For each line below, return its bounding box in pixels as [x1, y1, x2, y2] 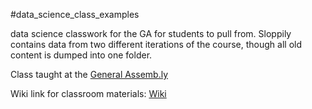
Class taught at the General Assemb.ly [10, 69, 169, 80]
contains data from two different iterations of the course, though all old [10, 39, 302, 50]
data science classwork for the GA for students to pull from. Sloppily [10, 28, 292, 39]
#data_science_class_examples [10, 9, 140, 20]
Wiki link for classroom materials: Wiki [10, 88, 167, 99]
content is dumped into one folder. [10, 49, 153, 61]
